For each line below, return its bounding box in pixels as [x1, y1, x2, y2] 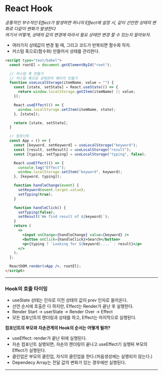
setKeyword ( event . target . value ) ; [17, 188, 86, 193]
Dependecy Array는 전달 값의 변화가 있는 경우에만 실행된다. [12, 359, 126, 365]
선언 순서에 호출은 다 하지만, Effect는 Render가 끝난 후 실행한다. [12, 304, 134, 309]
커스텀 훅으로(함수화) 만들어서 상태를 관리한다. [12, 48, 100, 54]
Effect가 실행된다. [12, 347, 46, 353]
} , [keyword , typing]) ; [14, 174, 62, 179]
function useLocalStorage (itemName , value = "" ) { [9, 80, 114, 85]
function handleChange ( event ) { [14, 183, 79, 188]
